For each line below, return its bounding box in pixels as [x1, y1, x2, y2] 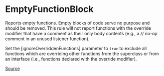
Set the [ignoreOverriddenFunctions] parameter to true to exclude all [5, 45, 147, 51]
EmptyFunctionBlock [5, 3, 94, 15]
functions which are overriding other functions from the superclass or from [5, 51, 159, 57]
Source [5, 66, 20, 72]
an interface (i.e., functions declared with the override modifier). [5, 56, 137, 62]
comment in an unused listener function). [5, 36, 90, 42]
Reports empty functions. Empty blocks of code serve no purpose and [5, 20, 150, 26]
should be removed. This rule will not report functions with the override [5, 25, 151, 31]
